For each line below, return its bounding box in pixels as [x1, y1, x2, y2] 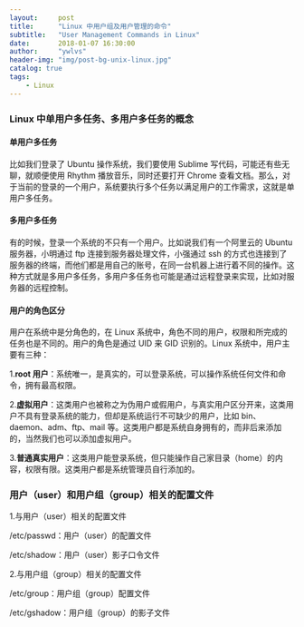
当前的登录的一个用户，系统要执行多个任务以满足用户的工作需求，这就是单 [16, 181, 295, 191]
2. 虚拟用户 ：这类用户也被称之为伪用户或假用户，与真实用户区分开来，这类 [9, 399, 287, 410]
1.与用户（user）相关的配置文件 [9, 511, 127, 522]
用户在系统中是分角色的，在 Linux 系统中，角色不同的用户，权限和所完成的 [9, 327, 288, 338]
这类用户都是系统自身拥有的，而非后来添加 [122, 422, 282, 433]
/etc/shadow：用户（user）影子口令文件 [9, 550, 160, 561]
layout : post [9, 13, 75, 23]
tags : [9, 73, 30, 82]
